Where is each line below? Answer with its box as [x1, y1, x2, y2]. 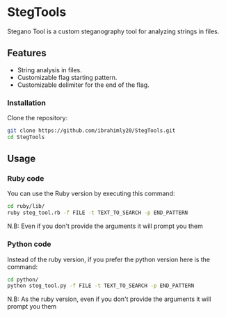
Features [7, 47, 47, 59]
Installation [7, 98, 47, 108]
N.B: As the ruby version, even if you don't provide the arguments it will [7, 295, 211, 303]
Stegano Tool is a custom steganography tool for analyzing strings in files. [7, 27, 220, 35]
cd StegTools [7, 133, 45, 140]
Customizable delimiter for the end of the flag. [17, 81, 150, 89]
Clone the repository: [7, 114, 68, 122]
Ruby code [7, 174, 45, 184]
